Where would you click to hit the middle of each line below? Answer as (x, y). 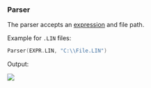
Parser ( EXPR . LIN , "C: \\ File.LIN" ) (57, 51)
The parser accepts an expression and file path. (76, 25)
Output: (18, 64)
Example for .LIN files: (39, 38)
